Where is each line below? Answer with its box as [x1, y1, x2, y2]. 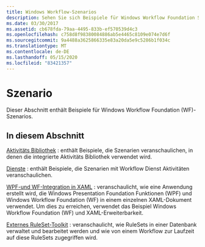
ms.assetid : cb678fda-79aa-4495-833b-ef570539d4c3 [6, 26, 138, 32]
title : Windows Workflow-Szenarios [6, 9, 97, 15]
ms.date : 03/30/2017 [6, 20, 59, 26]
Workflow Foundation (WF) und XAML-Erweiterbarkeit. [6, 209, 143, 217]
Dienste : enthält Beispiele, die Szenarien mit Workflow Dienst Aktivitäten [6, 165, 190, 173]
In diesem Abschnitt [6, 131, 84, 141]
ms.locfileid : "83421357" [6, 60, 72, 66]
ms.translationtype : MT [6, 43, 67, 49]
